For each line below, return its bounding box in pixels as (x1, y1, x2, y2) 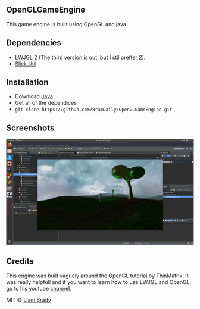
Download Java (14, 93, 54, 100)
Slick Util (14, 60, 37, 67)
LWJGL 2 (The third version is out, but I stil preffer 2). (14, 54, 146, 61)
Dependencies (6, 38, 61, 48)
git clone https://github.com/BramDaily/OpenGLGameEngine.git (14, 107, 173, 113)
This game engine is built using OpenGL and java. (6, 20, 128, 27)
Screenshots (6, 123, 55, 133)
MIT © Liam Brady (6, 296, 52, 303)
